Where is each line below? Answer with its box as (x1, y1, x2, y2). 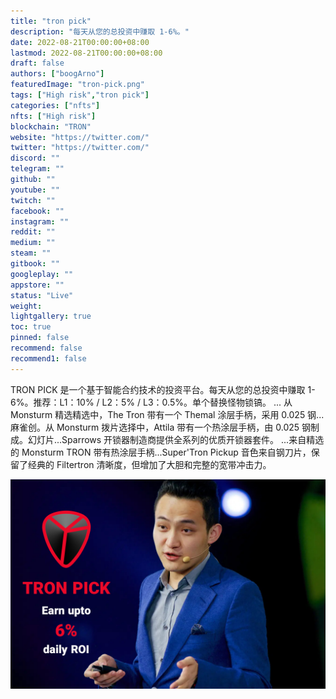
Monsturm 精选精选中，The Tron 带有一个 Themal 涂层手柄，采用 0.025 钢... (10, 408, 325, 420)
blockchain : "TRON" (10, 121, 92, 132)
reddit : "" (10, 227, 56, 237)
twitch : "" (10, 195, 56, 205)
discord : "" (10, 153, 60, 164)
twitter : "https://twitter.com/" (10, 143, 150, 153)
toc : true (10, 322, 52, 332)
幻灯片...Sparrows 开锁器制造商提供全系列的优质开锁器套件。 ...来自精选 (27, 433, 325, 445)
